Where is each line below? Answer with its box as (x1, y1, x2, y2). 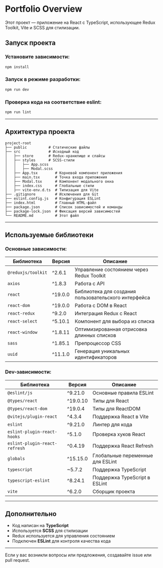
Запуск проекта (5, 39, 56, 47)
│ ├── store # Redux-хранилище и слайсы (5, 153, 105, 158)
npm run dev (5, 87, 29, 92)
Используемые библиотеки (5, 231, 94, 239)
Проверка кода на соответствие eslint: (5, 98, 102, 105)
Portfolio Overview (5, 3, 82, 15)
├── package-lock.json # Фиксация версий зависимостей (5, 208, 120, 214)
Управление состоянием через (74, 266, 148, 273)
